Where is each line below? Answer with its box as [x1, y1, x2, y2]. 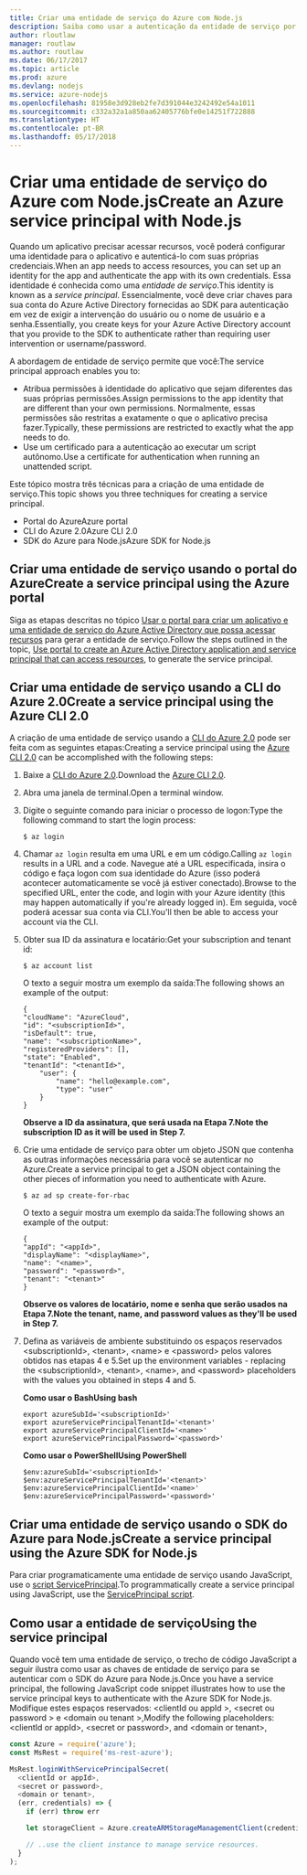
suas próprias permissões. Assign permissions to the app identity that [22, 392, 284, 403]
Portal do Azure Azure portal [22, 516, 128, 527]
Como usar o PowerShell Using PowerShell [22, 1450, 187, 1461]
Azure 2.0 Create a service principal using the [9, 694, 274, 709]
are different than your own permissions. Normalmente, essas [22, 402, 256, 413]
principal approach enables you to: [9, 365, 141, 376]
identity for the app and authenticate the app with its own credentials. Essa [9, 270, 291, 281]
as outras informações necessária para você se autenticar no [22, 1154, 254, 1166]
